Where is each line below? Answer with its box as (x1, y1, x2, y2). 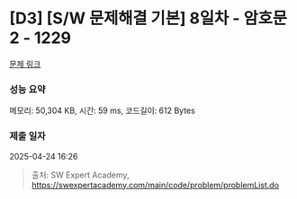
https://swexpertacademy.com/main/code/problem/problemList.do (31, 179, 280, 190)
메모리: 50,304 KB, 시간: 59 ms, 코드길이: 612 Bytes (9, 105, 195, 117)
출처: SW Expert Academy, (31, 169, 130, 180)
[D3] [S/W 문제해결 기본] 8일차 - (9, 8, 240, 29)
